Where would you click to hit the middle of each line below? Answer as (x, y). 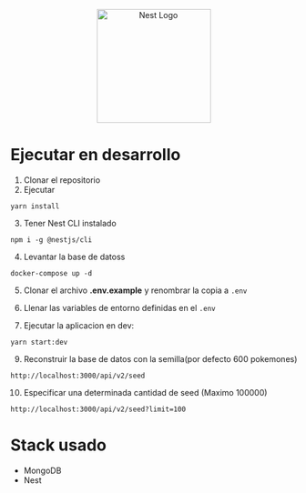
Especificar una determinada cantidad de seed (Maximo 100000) (145, 392)
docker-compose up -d (51, 273)
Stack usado (59, 445)
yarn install (35, 206)
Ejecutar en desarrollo (96, 155)
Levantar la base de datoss (74, 257)
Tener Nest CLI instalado (70, 223)
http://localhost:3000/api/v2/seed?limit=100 (98, 409)
